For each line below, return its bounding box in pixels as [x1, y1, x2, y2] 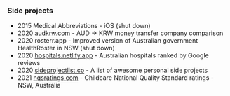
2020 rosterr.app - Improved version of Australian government [17, 36, 198, 45]
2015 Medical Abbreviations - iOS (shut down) [17, 22, 151, 30]
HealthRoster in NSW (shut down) [17, 44, 116, 53]
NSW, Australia [17, 81, 61, 90]
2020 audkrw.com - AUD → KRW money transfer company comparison [17, 29, 224, 37]
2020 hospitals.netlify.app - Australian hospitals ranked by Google [17, 51, 209, 60]
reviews [17, 59, 41, 67]
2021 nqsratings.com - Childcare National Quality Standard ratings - [17, 74, 214, 82]
